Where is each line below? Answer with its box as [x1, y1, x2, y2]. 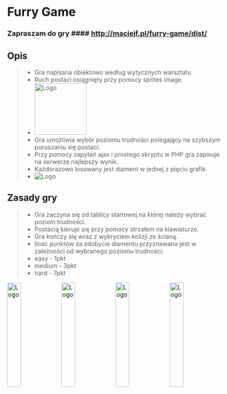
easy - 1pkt [34, 254, 66, 262]
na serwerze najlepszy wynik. [34, 157, 119, 166]
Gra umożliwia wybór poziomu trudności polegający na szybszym [34, 135, 221, 144]
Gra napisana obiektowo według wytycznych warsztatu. [34, 68, 193, 76]
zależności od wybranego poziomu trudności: [34, 247, 164, 255]
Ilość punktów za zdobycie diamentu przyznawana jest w [34, 239, 197, 248]
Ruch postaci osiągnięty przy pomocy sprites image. [34, 75, 184, 83]
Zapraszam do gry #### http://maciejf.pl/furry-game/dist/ [7, 29, 208, 39]
